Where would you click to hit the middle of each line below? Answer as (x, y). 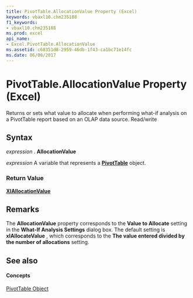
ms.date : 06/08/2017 (31, 55)
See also (22, 261)
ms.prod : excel (25, 33)
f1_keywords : (22, 22)
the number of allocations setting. (48, 242)
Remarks (23, 210)
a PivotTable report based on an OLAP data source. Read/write (82, 119)
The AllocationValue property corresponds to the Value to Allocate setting (97, 223)
